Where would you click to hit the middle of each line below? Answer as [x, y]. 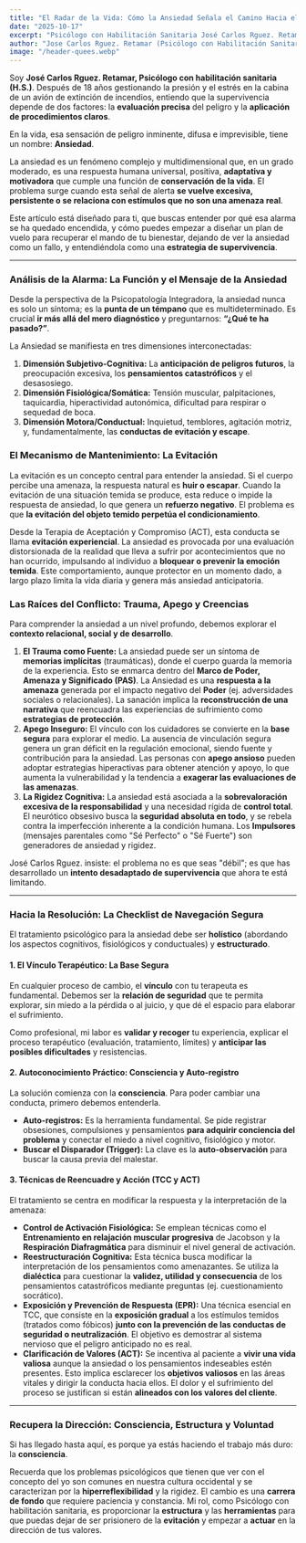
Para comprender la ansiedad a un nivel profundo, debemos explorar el [143, 624]
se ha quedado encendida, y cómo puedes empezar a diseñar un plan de [147, 228]
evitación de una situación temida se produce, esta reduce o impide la [141, 495]
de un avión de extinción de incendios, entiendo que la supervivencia [140, 98]
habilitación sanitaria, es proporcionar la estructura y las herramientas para [153, 1511]
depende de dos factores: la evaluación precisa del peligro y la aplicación [149, 107]
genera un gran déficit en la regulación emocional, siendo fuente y [148, 749]
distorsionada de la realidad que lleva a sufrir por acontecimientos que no [148, 551]
